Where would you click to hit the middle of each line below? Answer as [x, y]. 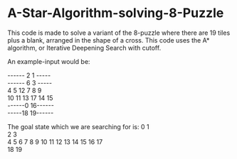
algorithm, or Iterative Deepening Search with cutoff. [84, 48]
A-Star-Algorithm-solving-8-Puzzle [116, 13]
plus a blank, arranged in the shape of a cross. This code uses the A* [109, 40]
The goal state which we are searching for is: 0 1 [78, 126]
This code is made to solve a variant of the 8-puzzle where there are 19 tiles [119, 33]
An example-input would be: [49, 61]
